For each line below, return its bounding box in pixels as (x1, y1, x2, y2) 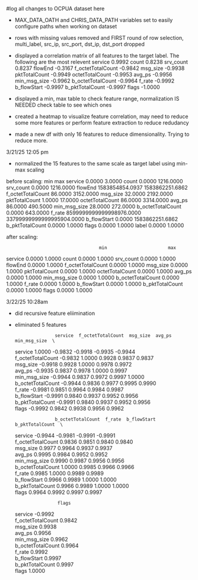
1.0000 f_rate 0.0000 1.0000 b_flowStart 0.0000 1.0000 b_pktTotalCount (6, 281, 183, 287)
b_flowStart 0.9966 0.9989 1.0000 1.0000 (14, 476, 117, 483)
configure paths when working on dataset (14, 23, 117, 30)
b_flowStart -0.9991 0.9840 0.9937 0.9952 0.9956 (14, 393, 139, 399)
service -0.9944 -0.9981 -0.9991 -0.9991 (14, 432, 116, 439)
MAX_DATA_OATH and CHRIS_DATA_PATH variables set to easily (14, 17, 173, 23)
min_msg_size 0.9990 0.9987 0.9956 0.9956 (14, 457, 124, 464)
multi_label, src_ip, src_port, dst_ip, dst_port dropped (14, 41, 145, 47)
